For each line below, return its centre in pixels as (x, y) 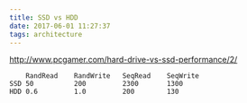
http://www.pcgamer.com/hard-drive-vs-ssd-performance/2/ (123, 60)
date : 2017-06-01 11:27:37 (60, 26)
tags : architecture (46, 34)
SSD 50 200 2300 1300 (96, 84)
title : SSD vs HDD (44, 17)
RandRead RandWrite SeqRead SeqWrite (113, 76)
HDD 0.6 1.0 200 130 (94, 92)
